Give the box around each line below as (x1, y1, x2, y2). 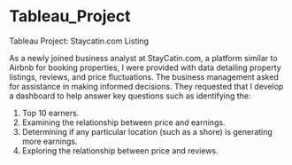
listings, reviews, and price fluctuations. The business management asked (9, 71, 279, 82)
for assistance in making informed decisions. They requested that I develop (9, 81, 284, 91)
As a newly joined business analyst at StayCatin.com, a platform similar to (9, 52, 278, 63)
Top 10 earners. (21, 107, 80, 118)
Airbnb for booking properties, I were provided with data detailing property (9, 62, 281, 73)
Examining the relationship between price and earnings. (21, 117, 226, 128)
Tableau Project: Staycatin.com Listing (9, 35, 149, 46)
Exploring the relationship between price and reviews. (21, 145, 219, 156)
